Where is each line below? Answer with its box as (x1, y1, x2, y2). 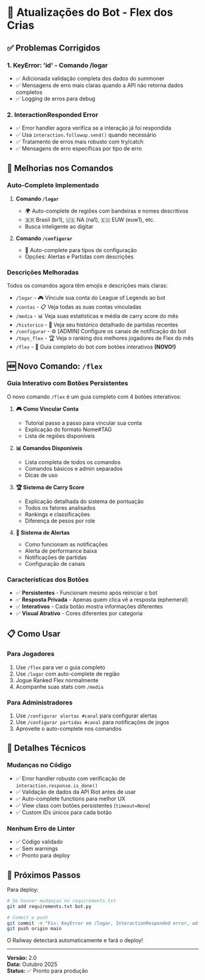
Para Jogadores (7, 650, 55, 658)
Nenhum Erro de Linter (7, 824, 75, 833)
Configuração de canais (24, 560, 85, 567)
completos (15, 88, 43, 96)
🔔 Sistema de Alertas (15, 529, 70, 536)
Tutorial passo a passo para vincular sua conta (24, 419, 142, 426)
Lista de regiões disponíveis (24, 432, 95, 439)
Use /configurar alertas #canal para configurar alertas (15, 712, 158, 719)
